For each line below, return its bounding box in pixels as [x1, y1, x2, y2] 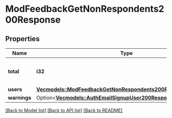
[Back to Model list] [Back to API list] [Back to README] [5, 107, 123, 113]
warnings [8, 94, 32, 101]
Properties [5, 34, 40, 43]
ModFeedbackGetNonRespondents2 [5, 3, 165, 15]
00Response [5, 14, 61, 26]
